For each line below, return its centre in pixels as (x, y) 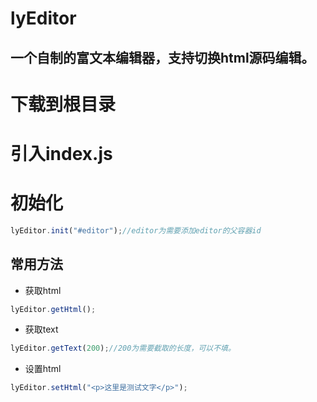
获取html (43, 290)
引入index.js (61, 153)
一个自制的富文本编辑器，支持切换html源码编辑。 (162, 57)
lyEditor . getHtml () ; (53, 309)
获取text (41, 329)
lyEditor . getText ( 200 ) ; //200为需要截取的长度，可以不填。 (123, 348)
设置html (43, 369)
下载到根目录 (63, 104)
